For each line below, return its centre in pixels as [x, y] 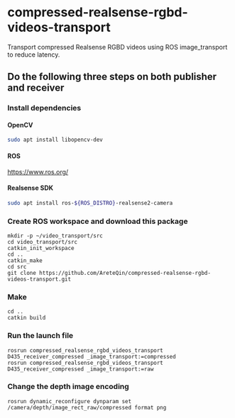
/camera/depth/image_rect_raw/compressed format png [87, 407]
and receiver [36, 88]
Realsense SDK [31, 188]
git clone [22, 273]
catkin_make [25, 260]
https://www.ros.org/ [38, 171]
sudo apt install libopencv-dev [55, 140]
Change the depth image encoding [68, 387]
